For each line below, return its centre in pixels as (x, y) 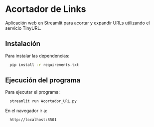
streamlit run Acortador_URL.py (43, 101)
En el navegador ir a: (26, 111)
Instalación (23, 44)
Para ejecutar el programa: (32, 92)
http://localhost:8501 (33, 120)
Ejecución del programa (43, 80)
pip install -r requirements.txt (44, 65)
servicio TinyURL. (23, 28)
